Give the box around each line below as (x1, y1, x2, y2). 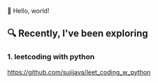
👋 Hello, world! (7, 7, 50, 15)
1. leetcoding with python (7, 52, 95, 62)
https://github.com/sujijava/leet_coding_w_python (7, 68, 151, 76)
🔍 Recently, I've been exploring (7, 28, 148, 40)
